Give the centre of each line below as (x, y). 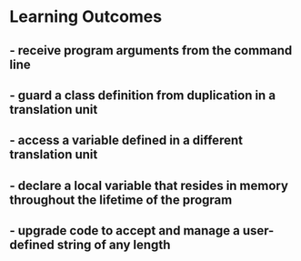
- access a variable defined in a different (126, 141)
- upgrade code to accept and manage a (125, 231)
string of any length (114, 245)
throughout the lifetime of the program (121, 200)
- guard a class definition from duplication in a (142, 95)
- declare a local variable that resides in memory (149, 185)
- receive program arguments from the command (151, 50)
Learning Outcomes (85, 17)
